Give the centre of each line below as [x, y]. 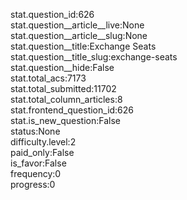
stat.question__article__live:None [77, 25]
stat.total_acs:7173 [48, 78]
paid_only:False [42, 152]
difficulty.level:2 [43, 142]
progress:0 [33, 184]
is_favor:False [38, 163]
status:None [35, 131]
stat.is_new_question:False [65, 120]
